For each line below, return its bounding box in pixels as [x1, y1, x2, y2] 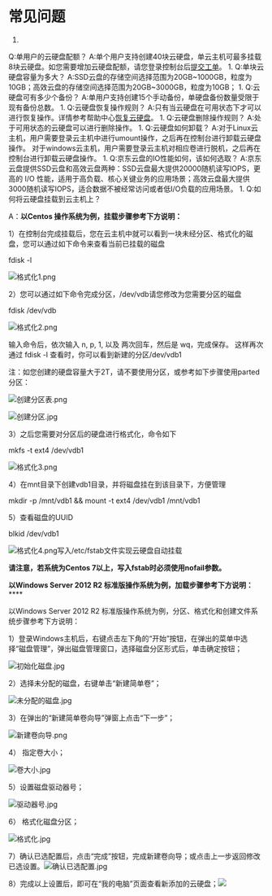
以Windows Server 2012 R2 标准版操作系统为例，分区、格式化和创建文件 [8, 605, 252, 615]
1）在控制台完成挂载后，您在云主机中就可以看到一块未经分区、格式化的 [8, 229, 246, 238]
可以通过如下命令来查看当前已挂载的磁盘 [29, 238, 165, 248]
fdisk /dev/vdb [8, 305, 57, 315]
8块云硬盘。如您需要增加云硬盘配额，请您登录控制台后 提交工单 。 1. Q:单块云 [8, 62, 265, 72]
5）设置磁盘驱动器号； [8, 782, 84, 792]
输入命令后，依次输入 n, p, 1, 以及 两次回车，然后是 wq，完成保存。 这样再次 [8, 339, 264, 349]
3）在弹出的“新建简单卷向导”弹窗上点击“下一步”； [8, 713, 175, 723]
